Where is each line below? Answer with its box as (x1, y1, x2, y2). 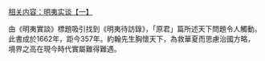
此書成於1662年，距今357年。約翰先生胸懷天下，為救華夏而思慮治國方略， (8, 35, 255, 43)
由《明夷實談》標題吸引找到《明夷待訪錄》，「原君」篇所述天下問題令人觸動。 (8, 24, 262, 34)
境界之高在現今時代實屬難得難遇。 (8, 44, 121, 54)
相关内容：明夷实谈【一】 (8, 7, 93, 16)
